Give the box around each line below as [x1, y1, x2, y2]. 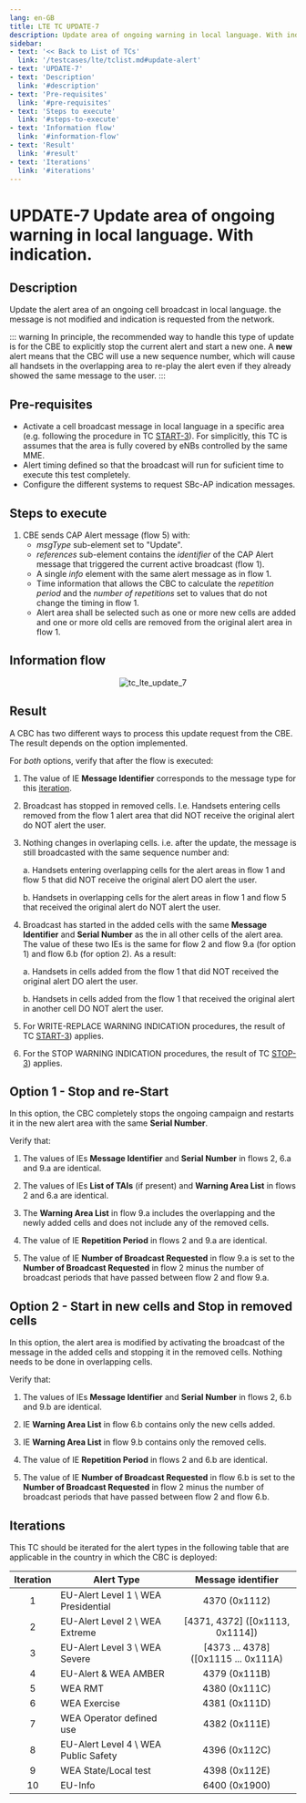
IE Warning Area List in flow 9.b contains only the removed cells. [22, 1437, 267, 1448]
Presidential [60, 1601, 111, 1613]
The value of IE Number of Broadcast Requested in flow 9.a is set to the [22, 1252, 295, 1263]
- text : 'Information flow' [9, 124, 117, 133]
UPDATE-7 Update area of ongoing [9, 205, 276, 226]
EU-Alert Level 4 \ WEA [60, 1738, 162, 1751]
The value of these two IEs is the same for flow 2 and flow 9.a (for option [22, 938, 296, 949]
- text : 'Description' [9, 73, 96, 82]
